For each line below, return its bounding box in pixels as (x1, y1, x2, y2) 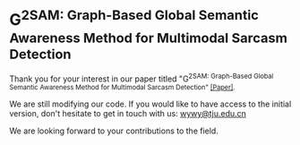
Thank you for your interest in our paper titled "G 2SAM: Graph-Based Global (9, 72, 274, 84)
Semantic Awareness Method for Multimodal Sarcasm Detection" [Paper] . (9, 82, 236, 91)
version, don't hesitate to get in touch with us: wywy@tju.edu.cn (9, 107, 246, 118)
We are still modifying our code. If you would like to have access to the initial (9, 98, 292, 109)
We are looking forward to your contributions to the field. (9, 125, 219, 136)
